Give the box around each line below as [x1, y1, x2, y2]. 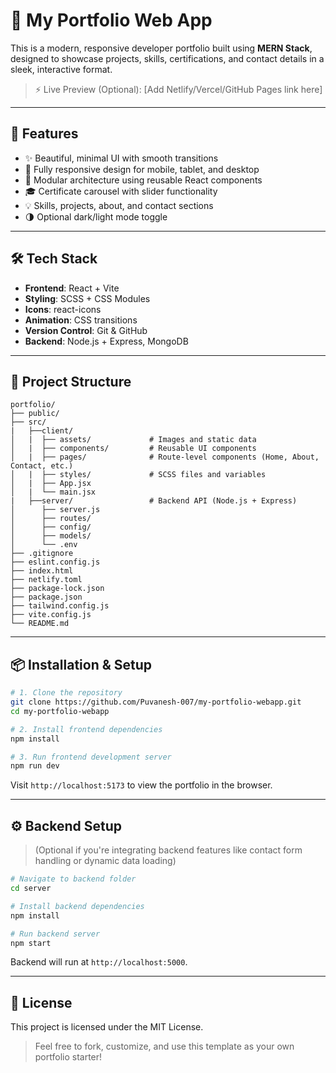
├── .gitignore [10, 549, 74, 559]
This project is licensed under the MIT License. [10, 1021, 204, 1033]
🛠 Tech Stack [10, 250, 98, 268]
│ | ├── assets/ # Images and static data [10, 435, 257, 445]
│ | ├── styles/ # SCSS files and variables [10, 470, 267, 480]
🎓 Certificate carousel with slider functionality [24, 185, 218, 197]
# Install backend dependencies [10, 901, 145, 911]
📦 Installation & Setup [10, 656, 153, 673]
